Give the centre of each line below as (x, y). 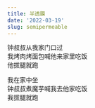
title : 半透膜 (26, 14)
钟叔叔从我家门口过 (35, 48)
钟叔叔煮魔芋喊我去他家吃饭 (47, 89)
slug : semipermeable (38, 27)
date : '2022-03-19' (36, 20)
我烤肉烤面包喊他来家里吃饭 (47, 56)
